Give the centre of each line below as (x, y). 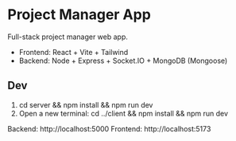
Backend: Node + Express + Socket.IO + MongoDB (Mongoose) (123, 61)
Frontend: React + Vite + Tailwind (74, 52)
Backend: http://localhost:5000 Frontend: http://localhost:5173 (109, 128)
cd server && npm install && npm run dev (86, 104)
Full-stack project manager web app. (68, 37)
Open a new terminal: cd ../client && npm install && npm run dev (123, 113)
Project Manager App (79, 15)
